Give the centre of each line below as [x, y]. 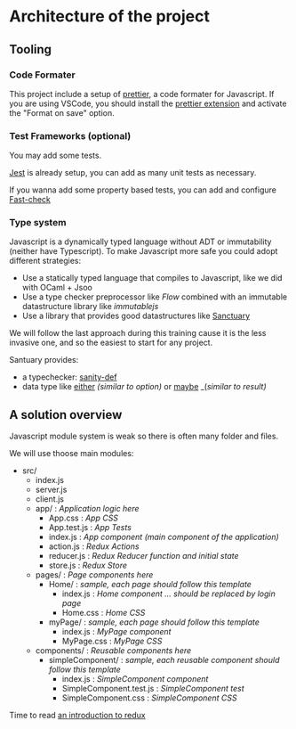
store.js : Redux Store [88, 565]
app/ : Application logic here [87, 509]
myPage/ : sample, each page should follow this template [154, 622]
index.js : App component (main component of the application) [164, 537]
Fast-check [30, 200]
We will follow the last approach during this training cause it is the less [138, 333]
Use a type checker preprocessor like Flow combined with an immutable [154, 297]
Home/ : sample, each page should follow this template [150, 585]
